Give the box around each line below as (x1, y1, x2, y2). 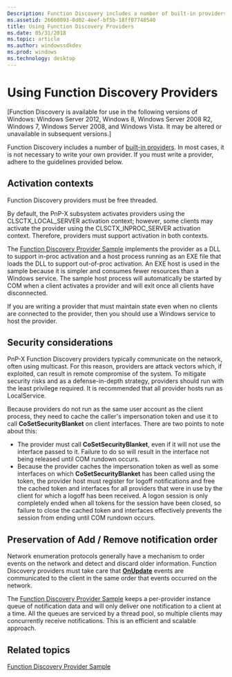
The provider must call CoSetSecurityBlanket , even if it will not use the (17, 440, 221, 449)
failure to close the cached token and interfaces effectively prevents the (17, 507, 222, 515)
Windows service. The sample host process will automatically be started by (7, 274, 222, 282)
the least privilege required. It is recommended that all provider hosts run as (7, 384, 223, 393)
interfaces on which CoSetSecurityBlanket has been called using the (17, 470, 215, 478)
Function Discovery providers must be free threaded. (7, 196, 158, 204)
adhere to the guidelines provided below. (7, 157, 124, 166)
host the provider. (7, 317, 57, 325)
